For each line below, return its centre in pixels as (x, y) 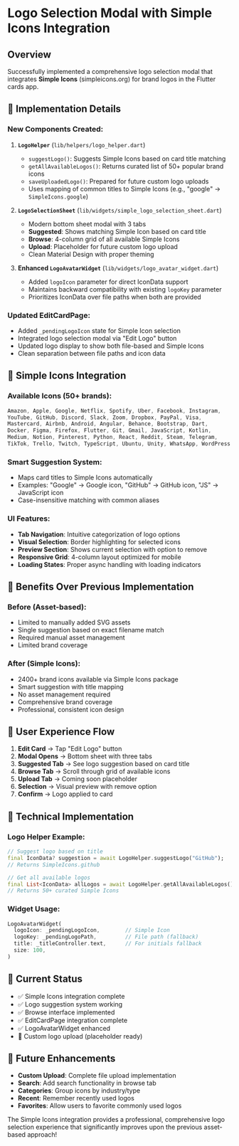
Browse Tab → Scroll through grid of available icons (94, 771)
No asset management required (64, 694)
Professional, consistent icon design (71, 709)
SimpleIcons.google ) (58, 196)
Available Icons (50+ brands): (60, 396)
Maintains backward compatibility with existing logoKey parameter (125, 289)
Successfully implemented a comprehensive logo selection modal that (110, 71)
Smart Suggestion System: (55, 462)
